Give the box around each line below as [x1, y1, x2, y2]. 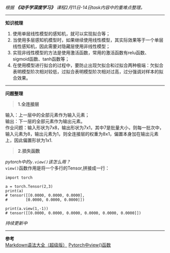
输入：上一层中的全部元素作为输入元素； [5, 112, 90, 118]
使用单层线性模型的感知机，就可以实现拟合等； [12, 31, 110, 36]
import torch [5, 175, 33, 180]
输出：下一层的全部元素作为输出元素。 [5, 118, 85, 124]
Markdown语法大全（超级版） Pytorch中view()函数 [5, 242, 111, 248]
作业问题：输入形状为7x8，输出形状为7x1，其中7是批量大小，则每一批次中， [5, 124, 164, 131]
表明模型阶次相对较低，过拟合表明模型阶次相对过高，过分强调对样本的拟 [12, 69, 163, 74]
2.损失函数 [17, 148, 40, 154]
